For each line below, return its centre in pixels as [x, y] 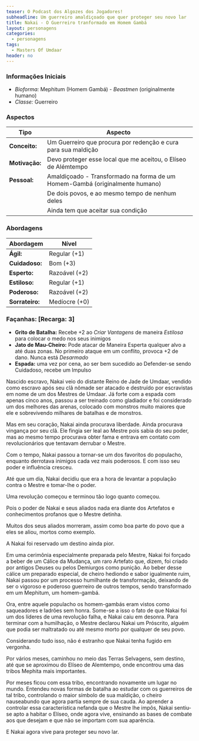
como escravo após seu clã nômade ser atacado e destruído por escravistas [99, 388]
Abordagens [25, 228]
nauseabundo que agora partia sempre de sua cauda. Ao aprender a [90, 701]
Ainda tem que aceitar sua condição [97, 211]
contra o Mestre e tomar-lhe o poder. [51, 485]
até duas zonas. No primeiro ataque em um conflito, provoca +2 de [97, 351]
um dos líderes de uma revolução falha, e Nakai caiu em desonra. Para [92, 617]
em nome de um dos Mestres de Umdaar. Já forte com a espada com [91, 394]
